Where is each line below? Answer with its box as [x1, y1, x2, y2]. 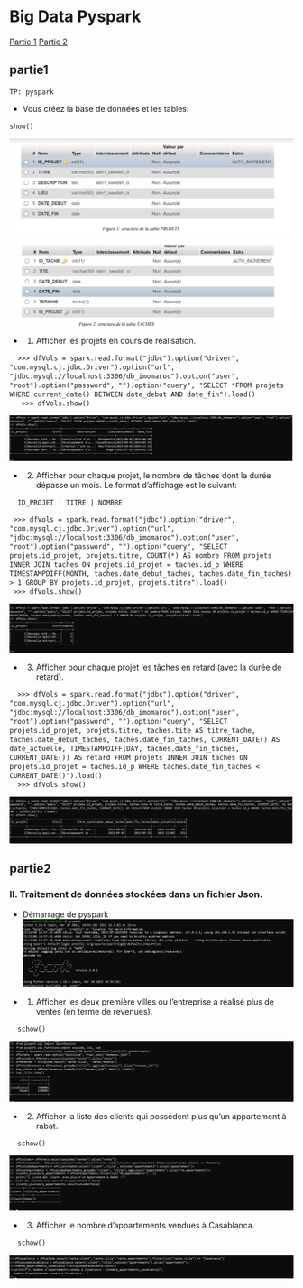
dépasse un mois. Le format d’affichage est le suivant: [35, 480, 237, 491]
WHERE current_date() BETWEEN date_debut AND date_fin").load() [9, 390, 256, 399]
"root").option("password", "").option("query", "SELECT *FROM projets [9, 381, 284, 390]
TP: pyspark [9, 88, 54, 97]
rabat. [35, 1121, 59, 1132]
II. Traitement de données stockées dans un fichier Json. [9, 888, 263, 901]
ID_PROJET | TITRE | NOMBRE [17, 498, 124, 507]
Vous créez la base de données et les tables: [22, 103, 189, 114]
